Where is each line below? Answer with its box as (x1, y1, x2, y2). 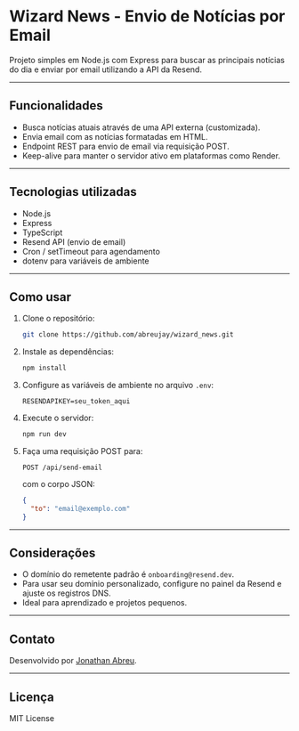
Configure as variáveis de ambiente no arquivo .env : (21, 380, 214, 391)
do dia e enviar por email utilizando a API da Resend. (9, 64, 203, 75)
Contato (9, 631, 55, 646)
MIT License (9, 713, 55, 724)
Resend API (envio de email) (21, 236, 126, 247)
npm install (21, 363, 67, 373)
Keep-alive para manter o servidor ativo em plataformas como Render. (21, 150, 280, 161)
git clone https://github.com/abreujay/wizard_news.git (21, 330, 234, 339)
